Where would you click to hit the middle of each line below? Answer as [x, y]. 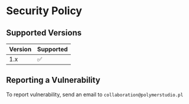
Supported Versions [44, 33]
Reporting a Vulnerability [53, 80]
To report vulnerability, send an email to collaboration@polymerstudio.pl [95, 94]
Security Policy [44, 11]
